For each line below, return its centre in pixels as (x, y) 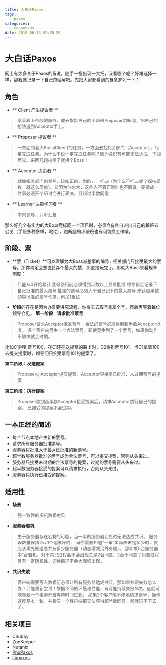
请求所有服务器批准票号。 (38, 444)
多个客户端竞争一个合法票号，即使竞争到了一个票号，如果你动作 (92, 330)
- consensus (22, 28)
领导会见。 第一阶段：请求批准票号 (48, 313)
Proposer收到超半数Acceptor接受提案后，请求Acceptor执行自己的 (84, 401)
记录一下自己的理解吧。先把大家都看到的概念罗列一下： (83, 79)
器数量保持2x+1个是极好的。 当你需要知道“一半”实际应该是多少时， (85, 543)
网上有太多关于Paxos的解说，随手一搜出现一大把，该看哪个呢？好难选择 (79, 73)
